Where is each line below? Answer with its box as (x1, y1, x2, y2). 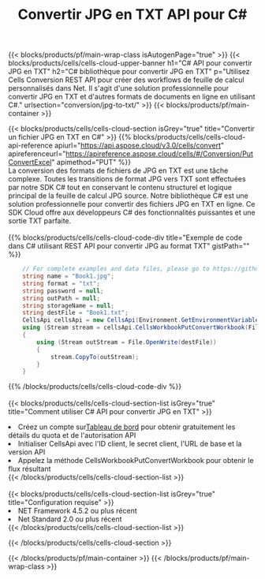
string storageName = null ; (22, 301, 114, 309)
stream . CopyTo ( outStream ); (50, 353, 140, 360)
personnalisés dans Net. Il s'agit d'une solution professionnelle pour (8, 84, 230, 93)
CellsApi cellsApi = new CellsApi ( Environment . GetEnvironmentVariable (22, 316, 259, 324)
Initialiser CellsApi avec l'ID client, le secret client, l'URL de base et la (18, 439, 242, 449)
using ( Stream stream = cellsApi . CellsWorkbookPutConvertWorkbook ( (22, 323, 248, 332)
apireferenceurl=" (8, 149, 66, 159)
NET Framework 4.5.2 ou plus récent (18, 506, 138, 516)
